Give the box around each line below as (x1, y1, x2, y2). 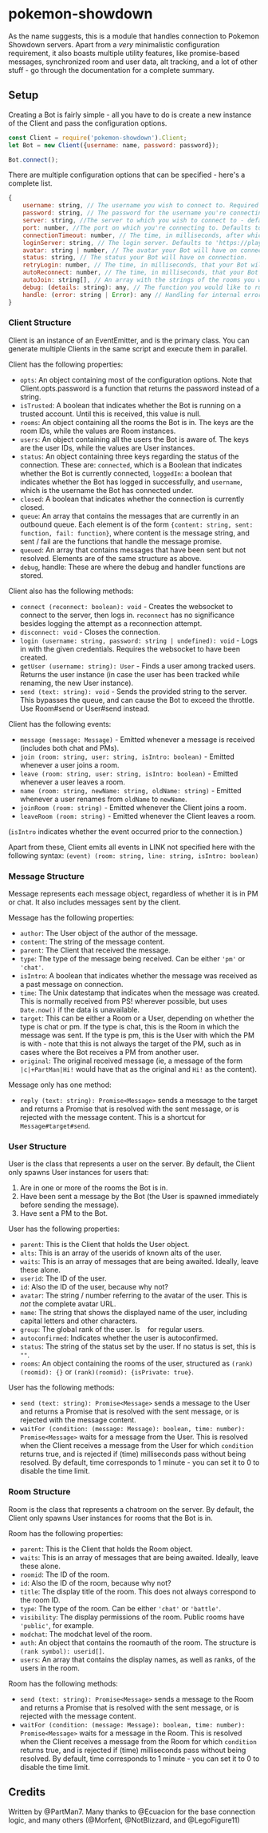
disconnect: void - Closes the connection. (19, 627, 161, 636)
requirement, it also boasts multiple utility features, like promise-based (8, 48, 240, 58)
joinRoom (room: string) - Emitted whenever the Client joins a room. (19, 802, 247, 812)
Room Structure (8, 1486, 71, 1498)
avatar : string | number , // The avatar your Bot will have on (22, 246, 238, 255)
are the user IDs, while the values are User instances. (19, 443, 195, 452)
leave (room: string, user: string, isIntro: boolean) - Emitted (19, 768, 238, 778)
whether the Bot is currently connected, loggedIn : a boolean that (19, 468, 233, 478)
